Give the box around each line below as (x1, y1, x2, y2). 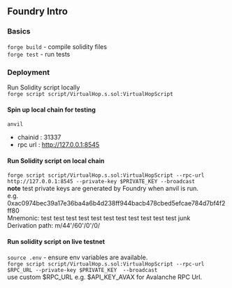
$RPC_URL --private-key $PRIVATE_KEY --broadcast (7, 266, 158, 273)
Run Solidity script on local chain (7, 157, 105, 165)
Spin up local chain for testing (7, 105, 96, 114)
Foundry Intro (7, 6, 68, 17)
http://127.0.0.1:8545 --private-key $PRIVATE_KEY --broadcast (7, 178, 196, 185)
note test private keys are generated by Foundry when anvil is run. (7, 185, 199, 193)
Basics (7, 27, 31, 36)
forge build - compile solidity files (7, 42, 107, 51)
